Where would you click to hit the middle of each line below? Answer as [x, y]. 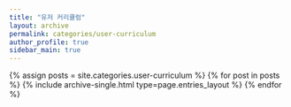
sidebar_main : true [45, 50]
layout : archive [39, 26]
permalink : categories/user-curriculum [83, 34]
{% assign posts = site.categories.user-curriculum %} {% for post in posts [145, 75]
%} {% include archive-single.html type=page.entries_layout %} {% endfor [145, 85]
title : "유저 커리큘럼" [47, 17]
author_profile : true [49, 42]
